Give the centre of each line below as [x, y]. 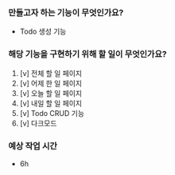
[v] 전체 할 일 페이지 [51, 73]
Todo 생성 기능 [43, 32]
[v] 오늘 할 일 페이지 [51, 93]
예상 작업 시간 [33, 145]
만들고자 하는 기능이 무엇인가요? [66, 12]
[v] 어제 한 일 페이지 [51, 83]
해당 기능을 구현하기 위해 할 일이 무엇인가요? [87, 54]
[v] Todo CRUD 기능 [52, 113]
